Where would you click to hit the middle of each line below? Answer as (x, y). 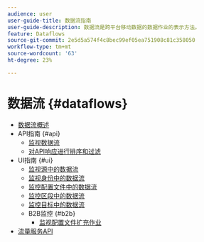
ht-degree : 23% (30, 60)
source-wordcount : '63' (43, 54)
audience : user (30, 14)
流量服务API (35, 231)
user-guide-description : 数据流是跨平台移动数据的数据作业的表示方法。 (104, 27)
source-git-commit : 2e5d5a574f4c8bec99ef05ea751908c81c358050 (101, 40)
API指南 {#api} (39, 133)
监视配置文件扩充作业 (70, 222)
